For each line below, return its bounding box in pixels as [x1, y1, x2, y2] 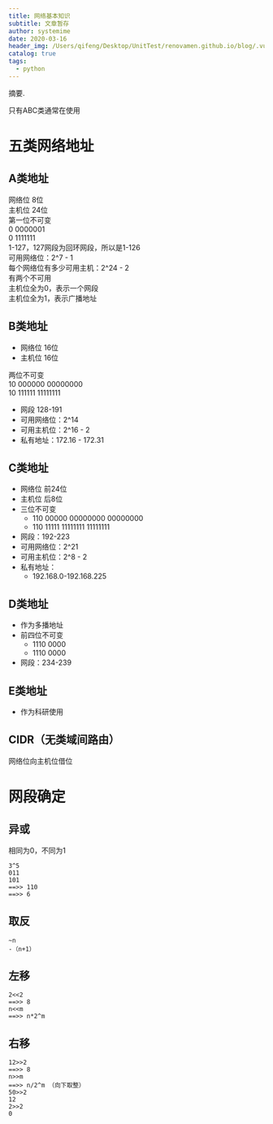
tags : [8, 58, 27, 66]
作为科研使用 [19, 707, 63, 716]
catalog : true [8, 50, 57, 58]
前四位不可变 [19, 631, 63, 640]
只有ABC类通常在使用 [8, 105, 81, 115]
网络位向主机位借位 [8, 756, 73, 766]
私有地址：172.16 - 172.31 [19, 435, 104, 445]
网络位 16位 [19, 342, 59, 352]
